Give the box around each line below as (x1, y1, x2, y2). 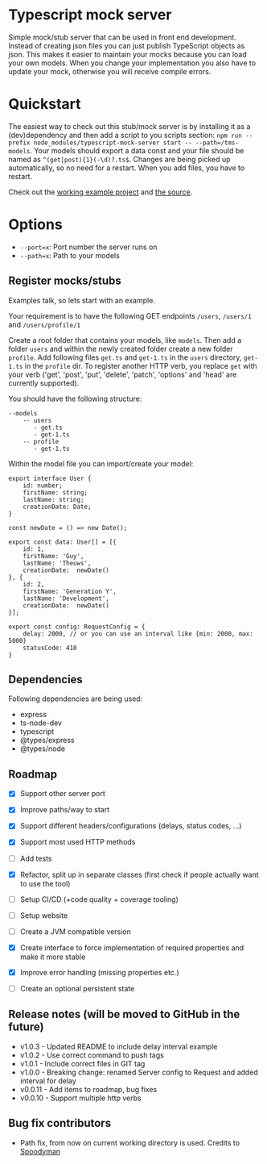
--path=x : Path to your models (19, 250, 121, 260)
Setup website (19, 910, 68, 920)
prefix (8, 139, 31, 147)
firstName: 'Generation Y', (23, 587, 117, 595)
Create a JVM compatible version (19, 926, 131, 937)
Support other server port (19, 789, 106, 799)
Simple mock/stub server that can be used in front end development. (8, 32, 237, 42)
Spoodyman (19, 1146, 61, 1156)
